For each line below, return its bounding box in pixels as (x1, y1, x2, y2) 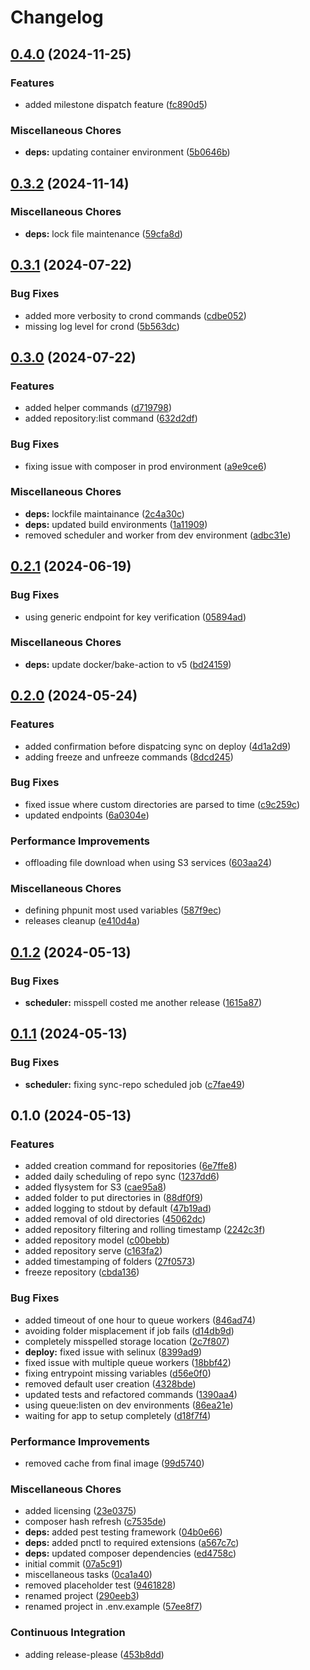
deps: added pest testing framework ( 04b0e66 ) (24, 1526, 223, 1538)
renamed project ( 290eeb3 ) (24, 1590, 140, 1602)
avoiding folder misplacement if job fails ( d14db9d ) (24, 1324, 235, 1336)
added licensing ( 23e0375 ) (24, 1505, 137, 1517)
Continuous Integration (10, 1626, 126, 1640)
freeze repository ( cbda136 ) (24, 1266, 140, 1278)
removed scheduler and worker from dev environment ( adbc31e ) (24, 529, 292, 541)
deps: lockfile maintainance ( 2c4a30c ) (24, 507, 185, 520)
